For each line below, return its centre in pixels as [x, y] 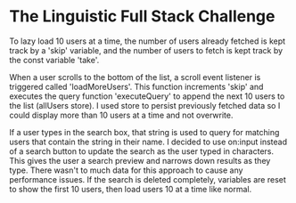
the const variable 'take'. [54, 60]
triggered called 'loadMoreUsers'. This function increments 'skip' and [136, 86]
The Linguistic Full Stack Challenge [142, 16]
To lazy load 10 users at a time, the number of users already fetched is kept [148, 41]
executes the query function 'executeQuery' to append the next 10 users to [147, 96]
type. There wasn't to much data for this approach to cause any [126, 170]
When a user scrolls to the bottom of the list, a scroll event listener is [135, 77]
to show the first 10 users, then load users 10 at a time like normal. [131, 189]
